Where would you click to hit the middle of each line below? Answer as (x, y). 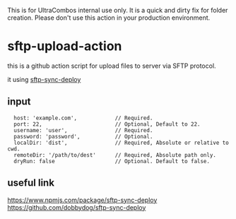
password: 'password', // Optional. (83, 136)
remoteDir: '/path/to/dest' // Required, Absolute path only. (115, 155)
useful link (31, 183)
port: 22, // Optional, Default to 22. (107, 124)
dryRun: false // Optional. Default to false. (112, 161)
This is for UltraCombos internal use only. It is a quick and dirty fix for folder (118, 10)
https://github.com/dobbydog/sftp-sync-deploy (77, 207)
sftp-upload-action (65, 46)
